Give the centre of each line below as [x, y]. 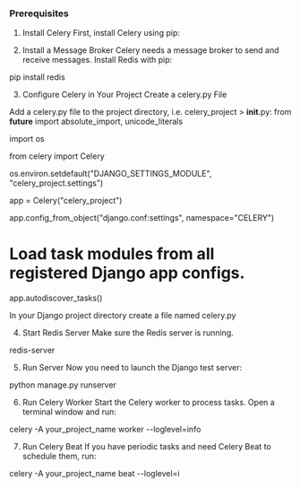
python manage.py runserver [63, 385]
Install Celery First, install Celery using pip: [101, 33]
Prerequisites [39, 13]
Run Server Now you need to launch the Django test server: [132, 368]
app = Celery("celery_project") [66, 201]
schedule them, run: [59, 457]
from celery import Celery [57, 156]
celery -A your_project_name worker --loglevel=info [105, 430]
